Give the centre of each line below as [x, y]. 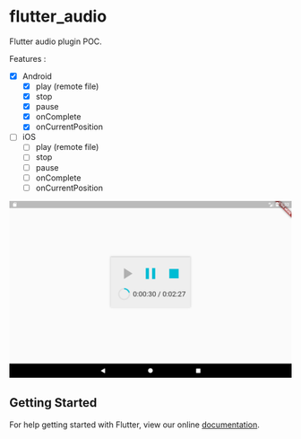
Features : [28, 58]
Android [37, 76]
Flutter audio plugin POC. [56, 41]
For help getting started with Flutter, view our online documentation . [134, 425]
